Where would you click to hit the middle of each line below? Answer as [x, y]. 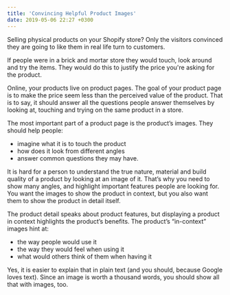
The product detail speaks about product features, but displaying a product [113, 214]
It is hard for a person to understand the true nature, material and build [107, 172]
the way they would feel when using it [71, 249]
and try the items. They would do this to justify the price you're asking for [111, 67]
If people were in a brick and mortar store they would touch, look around [110, 60]
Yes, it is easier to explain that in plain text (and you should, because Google [115, 270]
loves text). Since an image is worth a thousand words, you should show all [113, 277]
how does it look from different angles [71, 151]
